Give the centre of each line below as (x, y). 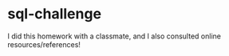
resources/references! (44, 44)
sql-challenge (54, 14)
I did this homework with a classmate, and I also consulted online (114, 36)
